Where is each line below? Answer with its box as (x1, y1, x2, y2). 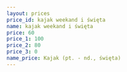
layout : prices (6, 10, 50, 17)
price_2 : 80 (6, 42, 41, 49)
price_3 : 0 (6, 49, 38, 56)
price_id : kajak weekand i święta (6, 16, 106, 23)
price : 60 (6, 29, 35, 36)
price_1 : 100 (6, 36, 44, 43)
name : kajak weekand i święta (6, 23, 94, 29)
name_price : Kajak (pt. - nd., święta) (6, 55, 121, 62)
